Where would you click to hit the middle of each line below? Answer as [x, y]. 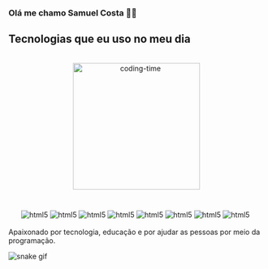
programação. [32, 240]
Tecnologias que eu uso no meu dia [99, 39]
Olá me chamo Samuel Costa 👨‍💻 [73, 13]
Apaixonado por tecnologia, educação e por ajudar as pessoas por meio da [134, 232]
